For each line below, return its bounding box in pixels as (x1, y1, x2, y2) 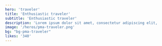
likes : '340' (5, 34, 32, 39)
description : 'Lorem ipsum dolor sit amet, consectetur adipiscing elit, (5, 20, 158, 25)
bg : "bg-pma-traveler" (5, 29, 51, 34)
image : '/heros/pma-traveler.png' (5, 25, 75, 30)
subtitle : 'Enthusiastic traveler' (5, 16, 77, 21)
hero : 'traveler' (5, 7, 40, 12)
